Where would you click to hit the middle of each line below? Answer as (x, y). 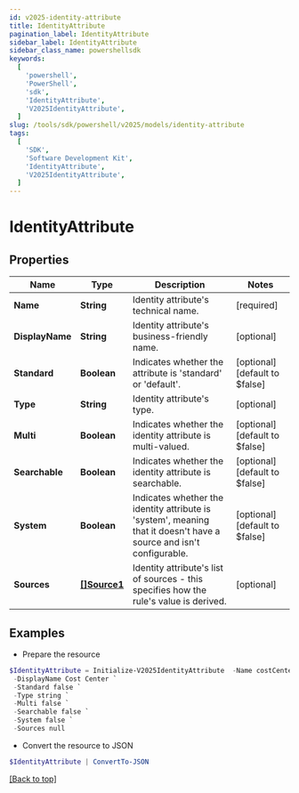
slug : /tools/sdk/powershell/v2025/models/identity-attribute (127, 125)
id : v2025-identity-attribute (65, 17)
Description (180, 285)
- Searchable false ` (51, 712)
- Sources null (39, 729)
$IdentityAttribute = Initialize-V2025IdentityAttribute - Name (131, 670)
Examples (37, 633)
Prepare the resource (61, 654)
